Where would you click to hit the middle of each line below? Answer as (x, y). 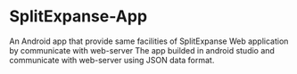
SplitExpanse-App (78, 16)
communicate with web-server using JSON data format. (112, 60)
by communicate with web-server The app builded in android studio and (142, 50)
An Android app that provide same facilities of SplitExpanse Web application (149, 41)
